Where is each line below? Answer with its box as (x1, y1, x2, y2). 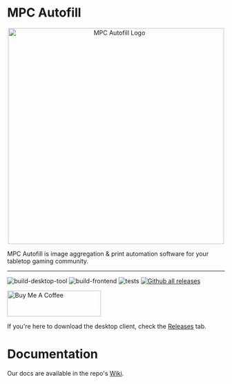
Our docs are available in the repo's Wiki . (7, 369, 124, 377)
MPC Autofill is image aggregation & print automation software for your (7, 249, 209, 258)
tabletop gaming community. (7, 257, 88, 265)
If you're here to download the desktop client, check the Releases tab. (7, 322, 206, 330)
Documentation (7, 347, 99, 362)
